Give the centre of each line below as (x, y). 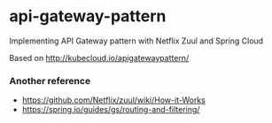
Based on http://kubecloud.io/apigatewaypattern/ (99, 58)
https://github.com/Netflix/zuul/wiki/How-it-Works (113, 100)
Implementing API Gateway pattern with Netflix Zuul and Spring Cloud (136, 41)
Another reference (50, 81)
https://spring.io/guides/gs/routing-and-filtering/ (111, 110)
